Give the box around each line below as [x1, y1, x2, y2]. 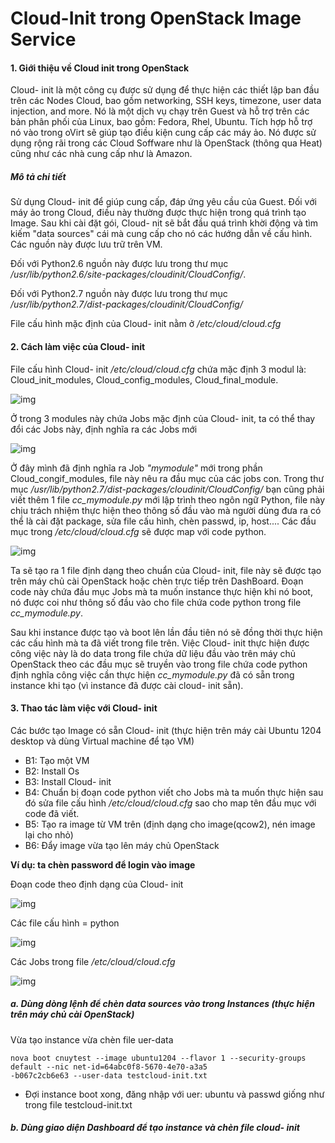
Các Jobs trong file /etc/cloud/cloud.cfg [10, 955, 176, 967]
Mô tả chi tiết [10, 170, 67, 182]
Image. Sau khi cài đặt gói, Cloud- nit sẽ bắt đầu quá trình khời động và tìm [10, 217, 318, 229]
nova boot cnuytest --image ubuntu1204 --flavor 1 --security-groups [10, 1053, 307, 1063]
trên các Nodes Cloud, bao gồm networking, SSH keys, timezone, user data [10, 95, 322, 107]
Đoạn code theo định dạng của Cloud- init [10, 878, 184, 890]
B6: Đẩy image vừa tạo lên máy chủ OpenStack [24, 839, 220, 851]
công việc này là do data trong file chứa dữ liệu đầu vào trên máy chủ [10, 647, 297, 659]
